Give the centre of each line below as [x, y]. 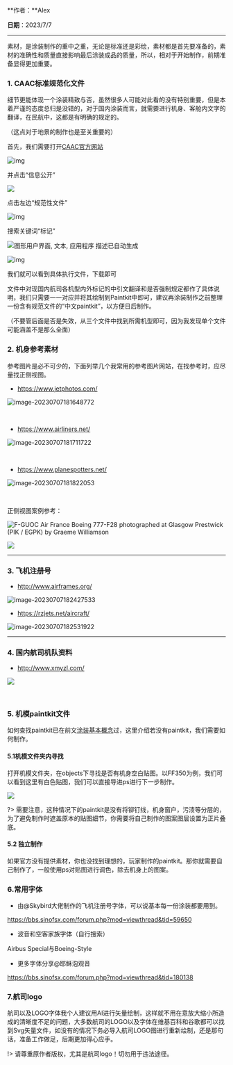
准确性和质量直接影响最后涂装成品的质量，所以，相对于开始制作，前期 [119, 55]
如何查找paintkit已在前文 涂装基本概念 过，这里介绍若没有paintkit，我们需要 [113, 730]
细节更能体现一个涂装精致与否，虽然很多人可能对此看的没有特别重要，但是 [113, 100]
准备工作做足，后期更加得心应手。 [68, 1039]
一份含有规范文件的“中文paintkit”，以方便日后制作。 [81, 306]
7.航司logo [25, 997]
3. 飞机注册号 [29, 571]
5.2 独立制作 [25, 844]
